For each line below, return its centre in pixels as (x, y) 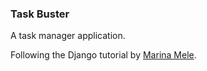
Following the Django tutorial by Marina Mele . (103, 55)
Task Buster (40, 14)
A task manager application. (68, 36)
